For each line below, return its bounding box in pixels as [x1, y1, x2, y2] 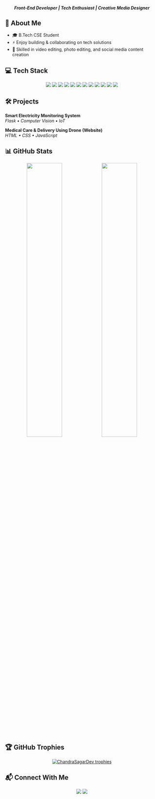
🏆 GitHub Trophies [5, 743, 65, 752]
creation [12, 52, 29, 58]
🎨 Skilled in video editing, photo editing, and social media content [12, 46, 144, 52]
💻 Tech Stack [5, 66, 48, 75]
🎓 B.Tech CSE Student [12, 32, 59, 38]
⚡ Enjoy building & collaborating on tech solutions [12, 40, 112, 45]
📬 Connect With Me [5, 774, 69, 782]
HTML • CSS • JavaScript [5, 133, 58, 139]
